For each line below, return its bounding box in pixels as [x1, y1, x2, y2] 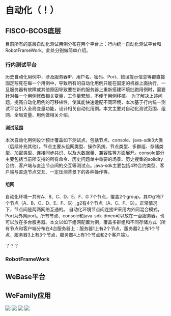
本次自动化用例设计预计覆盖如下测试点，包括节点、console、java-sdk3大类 [5, 137, 163, 143]
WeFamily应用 [5, 291, 51, 300]
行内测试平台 [5, 61, 37, 68]
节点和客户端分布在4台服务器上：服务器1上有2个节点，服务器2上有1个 [9, 225, 156, 232]
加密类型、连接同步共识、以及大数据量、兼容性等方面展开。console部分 [14, 150, 164, 156]
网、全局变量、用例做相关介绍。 [5, 112, 72, 118]
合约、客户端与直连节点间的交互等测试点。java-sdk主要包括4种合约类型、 [5, 162, 160, 168]
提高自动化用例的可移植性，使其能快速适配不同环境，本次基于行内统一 [14, 99, 161, 105]
